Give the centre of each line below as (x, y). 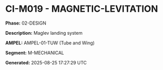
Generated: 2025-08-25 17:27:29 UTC (46, 62)
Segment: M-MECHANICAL (35, 53)
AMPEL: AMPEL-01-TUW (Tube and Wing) (50, 43)
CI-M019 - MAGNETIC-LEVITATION (82, 9)
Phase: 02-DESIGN (26, 23)
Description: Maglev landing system (44, 33)
